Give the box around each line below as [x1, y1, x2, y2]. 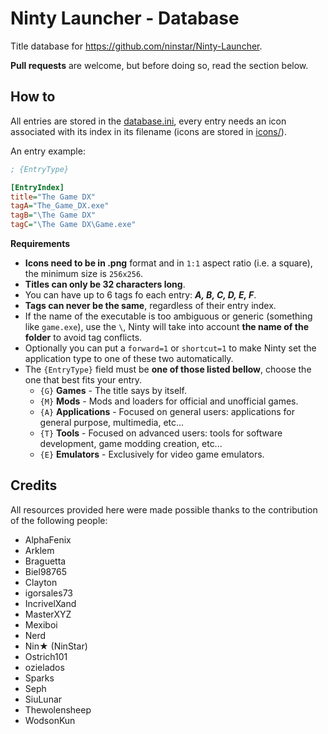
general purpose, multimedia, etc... [39, 417, 185, 428]
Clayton [24, 576, 58, 588]
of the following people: [10, 514, 108, 526]
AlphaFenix [24, 533, 72, 546]
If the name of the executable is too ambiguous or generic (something [24, 310, 313, 322]
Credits [10, 477, 58, 494]
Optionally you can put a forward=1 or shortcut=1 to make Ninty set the [24, 342, 317, 354]
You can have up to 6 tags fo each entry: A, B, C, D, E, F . [24, 289, 257, 301]
